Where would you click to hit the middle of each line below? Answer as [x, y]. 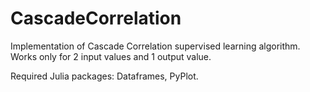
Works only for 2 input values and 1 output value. [111, 56]
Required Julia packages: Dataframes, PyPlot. [104, 76]
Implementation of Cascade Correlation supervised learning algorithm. [155, 46]
